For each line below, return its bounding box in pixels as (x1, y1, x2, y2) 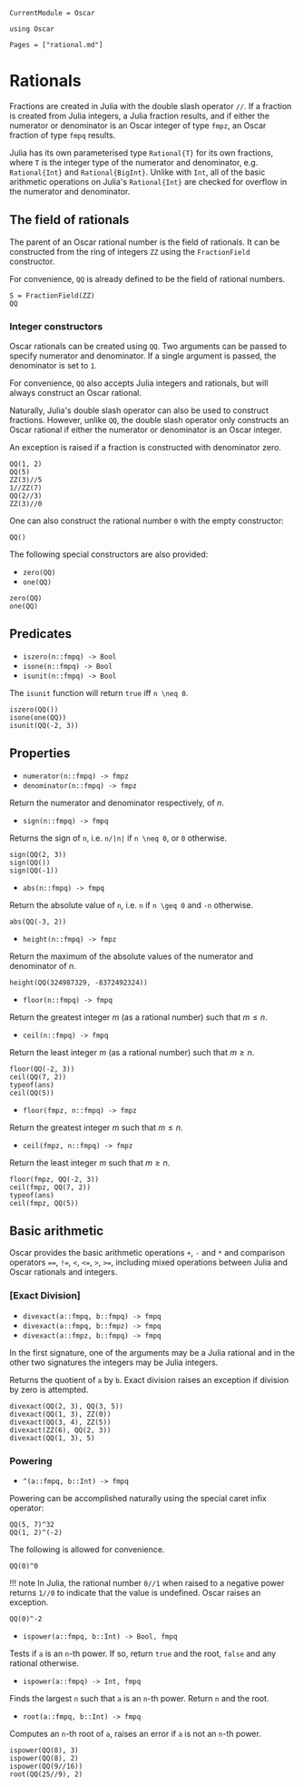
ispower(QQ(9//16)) (9, 1762, 83, 1772)
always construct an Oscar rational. (9, 388, 142, 399)
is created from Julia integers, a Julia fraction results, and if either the (9, 110, 270, 121)
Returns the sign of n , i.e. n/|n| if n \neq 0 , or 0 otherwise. (9, 833, 228, 843)
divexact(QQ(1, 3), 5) (9, 1433, 95, 1442)
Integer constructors (9, 319, 103, 332)
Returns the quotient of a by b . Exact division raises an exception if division (9, 1374, 289, 1385)
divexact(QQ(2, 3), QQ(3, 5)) (9, 1401, 124, 1410)
